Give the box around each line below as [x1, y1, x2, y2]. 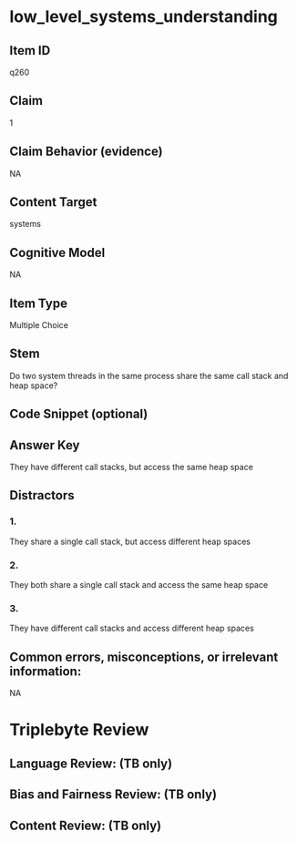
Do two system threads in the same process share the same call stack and [9, 370, 289, 381]
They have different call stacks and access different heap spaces [9, 622, 255, 634]
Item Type [9, 295, 68, 311]
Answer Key [9, 437, 80, 453]
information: [9, 663, 82, 679]
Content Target [9, 194, 97, 210]
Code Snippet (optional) [9, 406, 148, 422]
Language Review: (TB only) [9, 755, 173, 771]
